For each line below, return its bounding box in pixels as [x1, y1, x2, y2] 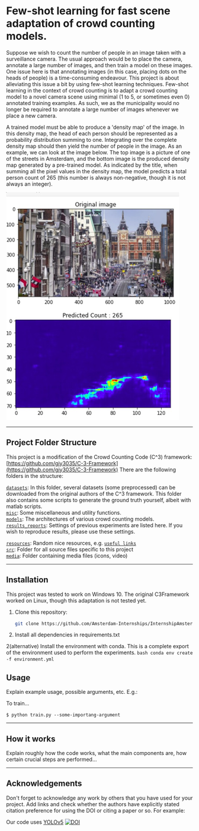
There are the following [119, 466, 176, 473]
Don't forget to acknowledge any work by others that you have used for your [6, 794, 193, 801]
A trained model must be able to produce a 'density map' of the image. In [6, 123, 185, 131]
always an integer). [6, 180, 53, 188]
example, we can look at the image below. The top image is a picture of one [6, 148, 191, 156]
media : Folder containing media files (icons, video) [6, 552, 128, 559]
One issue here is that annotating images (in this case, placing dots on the [6, 68, 187, 75]
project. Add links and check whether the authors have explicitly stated [6, 800, 179, 808]
